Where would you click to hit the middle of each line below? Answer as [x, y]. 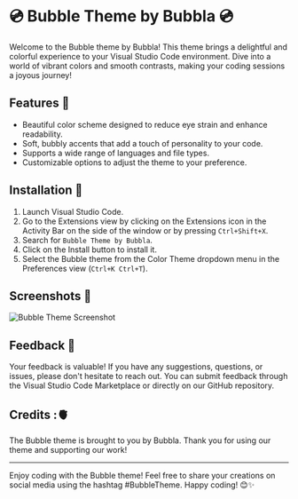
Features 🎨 [39, 103]
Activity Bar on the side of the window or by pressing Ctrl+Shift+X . [145, 230]
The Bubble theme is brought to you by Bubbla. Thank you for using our [140, 440]
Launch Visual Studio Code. [73, 211]
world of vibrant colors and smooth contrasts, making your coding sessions [147, 66]
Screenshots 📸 [51, 296]
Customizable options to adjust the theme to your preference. [134, 162]
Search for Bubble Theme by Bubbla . [87, 240]
